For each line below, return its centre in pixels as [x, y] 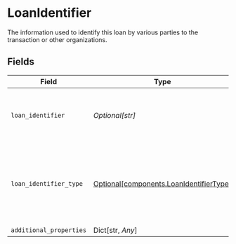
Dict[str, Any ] [115, 230]
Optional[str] [114, 115]
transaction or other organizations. [57, 39]
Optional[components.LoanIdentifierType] [162, 184]
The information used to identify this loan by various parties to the [103, 32]
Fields [21, 62]
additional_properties [48, 230]
